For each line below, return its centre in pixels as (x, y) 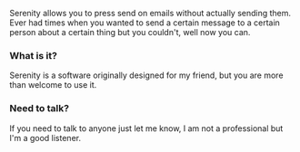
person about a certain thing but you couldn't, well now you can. (130, 32)
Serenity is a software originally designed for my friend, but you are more (146, 75)
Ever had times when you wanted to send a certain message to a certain (145, 23)
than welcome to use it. (53, 85)
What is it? (33, 55)
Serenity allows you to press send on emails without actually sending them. (150, 13)
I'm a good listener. (45, 138)
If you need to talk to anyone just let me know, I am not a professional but (146, 128)
